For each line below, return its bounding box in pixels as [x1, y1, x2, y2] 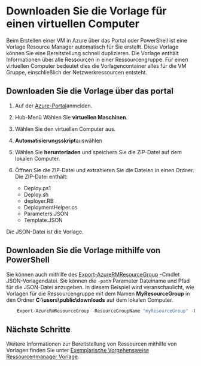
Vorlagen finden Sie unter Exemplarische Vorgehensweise [6, 347, 150, 354]
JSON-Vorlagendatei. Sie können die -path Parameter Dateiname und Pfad [6, 277, 190, 284]
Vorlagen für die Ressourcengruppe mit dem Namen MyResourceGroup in [6, 290, 190, 297]
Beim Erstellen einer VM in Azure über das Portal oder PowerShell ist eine [6, 37, 187, 44]
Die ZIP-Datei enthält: [14, 173, 68, 180]
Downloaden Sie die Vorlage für [6, 4, 167, 18]
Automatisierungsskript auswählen [14, 137, 103, 144]
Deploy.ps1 [23, 184, 51, 191]
